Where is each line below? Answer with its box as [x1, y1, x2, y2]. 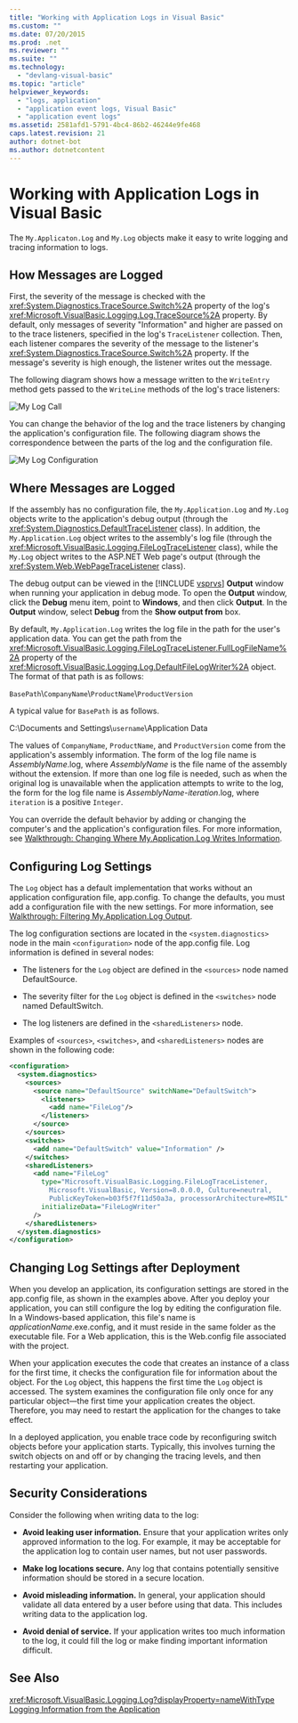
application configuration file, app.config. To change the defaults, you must [9, 892, 286, 902]
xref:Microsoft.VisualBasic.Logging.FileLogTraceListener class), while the [9, 542, 278, 553]
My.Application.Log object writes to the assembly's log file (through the [9, 532, 273, 543]
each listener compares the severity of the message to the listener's [9, 338, 260, 349]
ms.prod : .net [9, 37, 62, 47]
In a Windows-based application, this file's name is [9, 1313, 196, 1323]
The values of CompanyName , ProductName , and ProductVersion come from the [9, 740, 286, 751]
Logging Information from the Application [9, 1703, 161, 1714]
